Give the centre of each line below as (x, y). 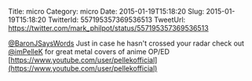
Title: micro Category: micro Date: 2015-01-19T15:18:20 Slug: (106, 11)
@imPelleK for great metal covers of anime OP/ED (89, 52)
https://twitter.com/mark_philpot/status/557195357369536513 (109, 28)
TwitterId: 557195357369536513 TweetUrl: (117, 20)
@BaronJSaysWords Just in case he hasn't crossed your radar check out (126, 43)
